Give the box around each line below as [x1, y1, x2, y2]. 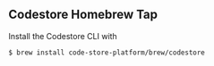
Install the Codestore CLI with [8, 30, 117, 41]
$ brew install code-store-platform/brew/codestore [8, 48, 205, 57]
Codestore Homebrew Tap [8, 7, 158, 22]
